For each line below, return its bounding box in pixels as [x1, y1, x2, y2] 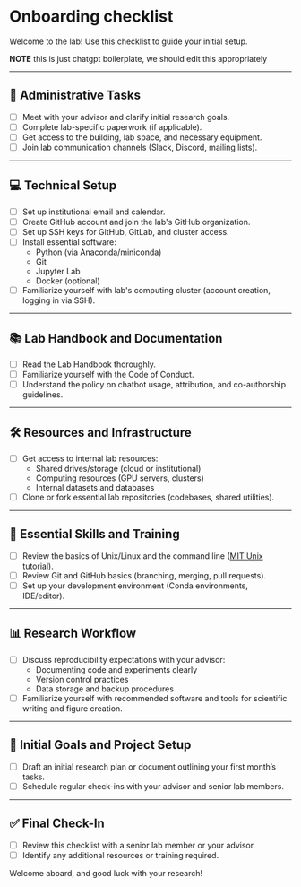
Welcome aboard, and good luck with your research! [9, 867, 203, 878]
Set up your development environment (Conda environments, [21, 580, 249, 591]
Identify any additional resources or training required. [21, 849, 219, 860]
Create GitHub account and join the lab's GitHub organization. [21, 216, 251, 227]
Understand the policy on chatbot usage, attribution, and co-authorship [21, 379, 287, 390]
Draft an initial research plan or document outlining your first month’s [21, 761, 276, 772]
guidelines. [21, 389, 64, 400]
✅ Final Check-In [9, 816, 105, 831]
